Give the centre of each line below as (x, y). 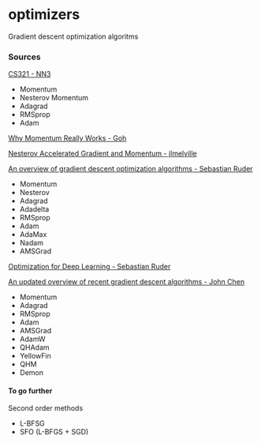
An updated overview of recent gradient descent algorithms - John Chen (127, 282)
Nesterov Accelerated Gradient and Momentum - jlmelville (103, 154)
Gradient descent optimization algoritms (73, 36)
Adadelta (34, 209)
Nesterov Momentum (54, 98)
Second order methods (46, 408)
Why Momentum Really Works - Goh (67, 138)
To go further (30, 390)
